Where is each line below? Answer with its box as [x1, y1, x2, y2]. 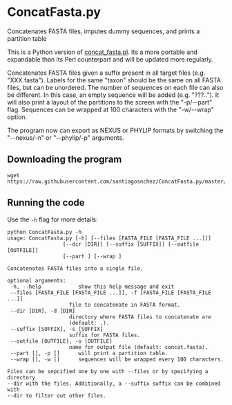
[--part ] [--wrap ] [62, 253, 122, 260]
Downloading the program [7, 154, 122, 165]
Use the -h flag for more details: [7, 215, 98, 224]
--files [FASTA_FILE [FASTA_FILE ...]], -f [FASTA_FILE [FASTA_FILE [10, 289, 212, 296]
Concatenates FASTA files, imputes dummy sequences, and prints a [7, 27, 200, 35]
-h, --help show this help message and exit [10, 283, 175, 290]
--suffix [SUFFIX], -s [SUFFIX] [10, 325, 104, 332]
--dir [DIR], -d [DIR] [10, 307, 76, 314]
